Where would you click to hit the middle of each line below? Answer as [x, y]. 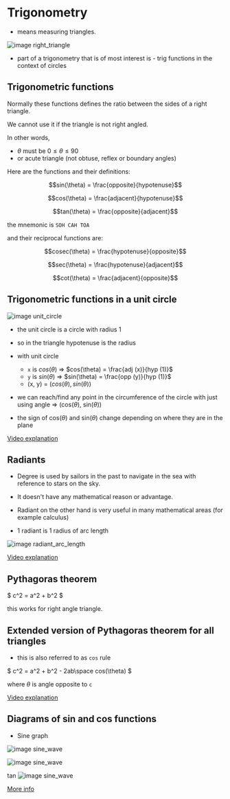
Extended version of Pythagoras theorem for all [111, 630]
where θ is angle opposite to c [50, 684]
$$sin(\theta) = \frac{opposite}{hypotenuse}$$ [115, 185]
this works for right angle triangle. [55, 609]
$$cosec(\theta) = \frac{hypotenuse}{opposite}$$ [115, 251]
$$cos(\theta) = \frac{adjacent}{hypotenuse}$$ [115, 198]
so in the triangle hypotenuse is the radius [76, 343]
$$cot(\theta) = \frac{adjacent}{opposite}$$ [115, 278]
